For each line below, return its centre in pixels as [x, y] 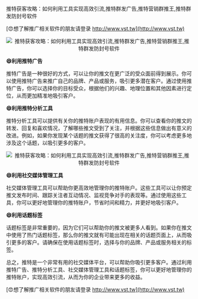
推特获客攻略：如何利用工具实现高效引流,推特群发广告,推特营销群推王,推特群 [99, 9]
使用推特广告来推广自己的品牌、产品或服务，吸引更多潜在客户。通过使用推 [101, 81]
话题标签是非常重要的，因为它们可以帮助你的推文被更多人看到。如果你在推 [96, 228]
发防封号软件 [22, 16]
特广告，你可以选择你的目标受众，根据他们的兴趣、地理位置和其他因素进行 [96, 88]
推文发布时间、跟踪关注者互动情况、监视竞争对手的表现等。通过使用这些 [94, 195]
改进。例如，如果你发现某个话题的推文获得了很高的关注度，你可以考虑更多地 [99, 135]
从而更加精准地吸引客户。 [47, 96]
